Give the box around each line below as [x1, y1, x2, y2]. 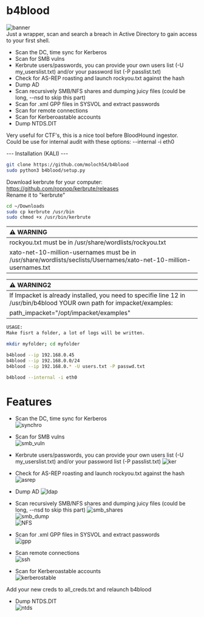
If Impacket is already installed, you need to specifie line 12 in [9, 291, 186, 300]
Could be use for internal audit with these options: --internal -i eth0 [6, 138, 175, 145]
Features [6, 395, 52, 409]
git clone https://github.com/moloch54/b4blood [6, 161, 129, 167]
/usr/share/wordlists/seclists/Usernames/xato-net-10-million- [9, 256, 191, 264]
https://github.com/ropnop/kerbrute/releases [6, 185, 119, 192]
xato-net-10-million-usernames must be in [9, 248, 137, 256]
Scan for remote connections [15, 107, 88, 114]
